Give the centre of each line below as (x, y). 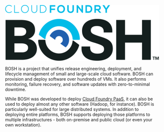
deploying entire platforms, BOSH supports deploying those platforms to (78, 114)
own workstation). (23, 125)
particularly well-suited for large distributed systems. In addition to (72, 110)
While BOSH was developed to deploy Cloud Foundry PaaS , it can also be (79, 99)
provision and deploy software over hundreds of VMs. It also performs (76, 79)
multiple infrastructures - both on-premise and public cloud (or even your (79, 120)
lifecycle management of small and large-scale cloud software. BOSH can (79, 74)
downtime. (16, 89)
